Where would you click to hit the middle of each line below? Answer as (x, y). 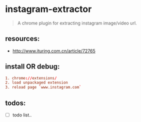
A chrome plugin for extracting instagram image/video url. (77, 23)
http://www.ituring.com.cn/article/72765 (54, 50)
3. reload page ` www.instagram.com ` (43, 87)
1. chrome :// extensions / (31, 78)
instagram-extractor (48, 9)
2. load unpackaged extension (37, 83)
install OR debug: (32, 67)
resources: (22, 39)
